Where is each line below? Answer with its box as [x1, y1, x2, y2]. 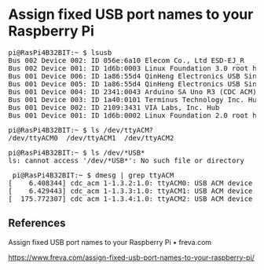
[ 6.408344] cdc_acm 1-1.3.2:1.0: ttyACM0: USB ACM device [8, 178, 253, 188]
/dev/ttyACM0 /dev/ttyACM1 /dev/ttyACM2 [8, 133, 174, 142]
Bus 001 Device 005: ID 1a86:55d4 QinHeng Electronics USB [8, 79, 241, 88]
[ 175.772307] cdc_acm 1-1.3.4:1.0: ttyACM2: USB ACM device [8, 194, 253, 203]
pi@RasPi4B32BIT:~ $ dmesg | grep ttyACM [12, 170, 174, 180]
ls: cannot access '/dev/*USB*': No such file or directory [8, 155, 245, 165]
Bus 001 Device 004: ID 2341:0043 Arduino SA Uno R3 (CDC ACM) [8, 87, 257, 96]
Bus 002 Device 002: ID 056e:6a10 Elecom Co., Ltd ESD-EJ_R [8, 56, 245, 64]
